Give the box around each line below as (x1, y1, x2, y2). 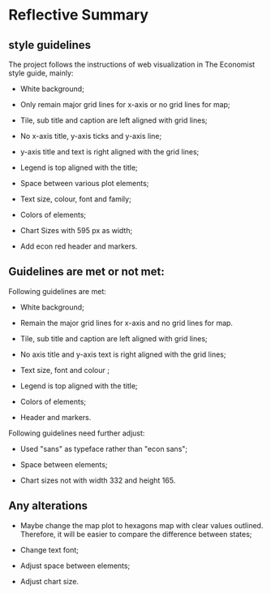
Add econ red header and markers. (19, 241, 138, 251)
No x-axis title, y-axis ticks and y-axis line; (19, 132, 162, 141)
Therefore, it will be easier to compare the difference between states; (19, 529, 252, 539)
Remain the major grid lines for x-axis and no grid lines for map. (19, 318, 234, 327)
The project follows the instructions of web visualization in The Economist (8, 59, 256, 69)
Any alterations (8, 499, 88, 513)
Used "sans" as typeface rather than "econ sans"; (19, 444, 188, 453)
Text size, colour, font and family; (19, 194, 131, 204)
